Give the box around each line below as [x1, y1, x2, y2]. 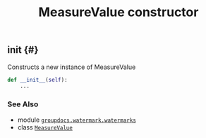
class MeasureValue [17, 123, 73, 131]
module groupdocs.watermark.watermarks [17, 115, 136, 124]
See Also [7, 99, 39, 109]
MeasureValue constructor [38, 4, 199, 20]
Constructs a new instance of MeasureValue [7, 63, 136, 71]
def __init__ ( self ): [7, 76, 68, 83]
